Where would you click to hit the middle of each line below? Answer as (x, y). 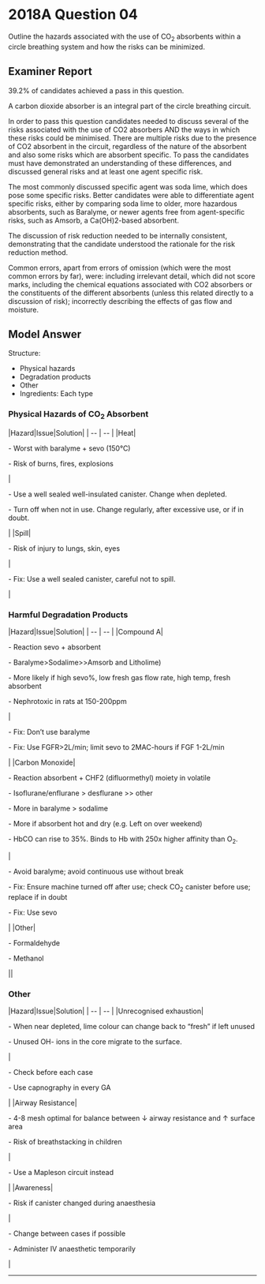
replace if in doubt (38, 897)
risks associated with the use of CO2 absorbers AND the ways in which (124, 129)
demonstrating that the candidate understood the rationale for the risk (121, 244)
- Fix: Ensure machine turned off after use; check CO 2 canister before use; (129, 888)
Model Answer (45, 334)
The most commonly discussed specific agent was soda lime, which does (128, 186)
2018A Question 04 (73, 15)
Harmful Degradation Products (68, 615)
